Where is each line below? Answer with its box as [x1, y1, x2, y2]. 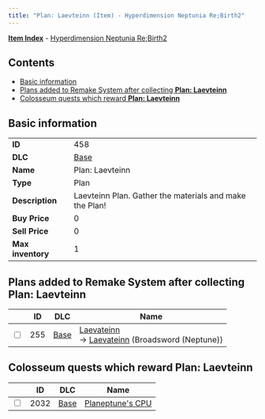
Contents [8, 56, 55, 69]
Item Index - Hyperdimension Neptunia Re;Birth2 [8, 33, 167, 43]
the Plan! [73, 200, 106, 211]
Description [12, 195, 58, 206]
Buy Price [12, 213, 50, 224]
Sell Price [12, 226, 49, 237]
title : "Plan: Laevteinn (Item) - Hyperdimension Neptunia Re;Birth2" [8, 11, 245, 20]
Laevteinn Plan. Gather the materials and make [73, 190, 246, 201]
